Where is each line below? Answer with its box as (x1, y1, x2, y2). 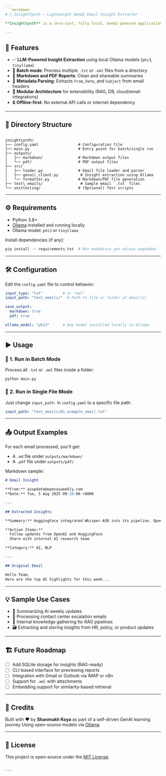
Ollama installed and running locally (12, 222, 85, 228)
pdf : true (9, 313, 30, 318)
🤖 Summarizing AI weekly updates (12, 608, 83, 614)
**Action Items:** (5, 527, 43, 532)
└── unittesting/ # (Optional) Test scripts (5, 185, 134, 190)
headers (12, 83, 30, 89)
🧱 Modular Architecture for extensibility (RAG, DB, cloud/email (12, 89, 141, 95)
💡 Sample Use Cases (5, 595, 70, 603)
